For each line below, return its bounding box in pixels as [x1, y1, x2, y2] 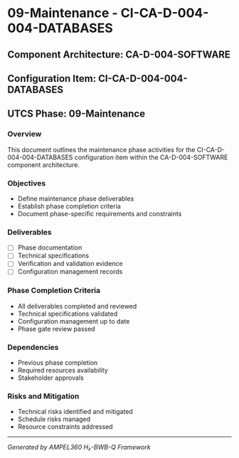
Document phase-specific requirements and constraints [17, 209, 182, 218]
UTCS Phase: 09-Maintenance [7, 108, 146, 120]
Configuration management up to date [17, 316, 130, 325]
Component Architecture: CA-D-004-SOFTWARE [7, 48, 231, 60]
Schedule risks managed [17, 415, 91, 424]
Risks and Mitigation [7, 391, 80, 401]
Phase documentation [17, 243, 83, 252]
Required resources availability [17, 366, 108, 375]
